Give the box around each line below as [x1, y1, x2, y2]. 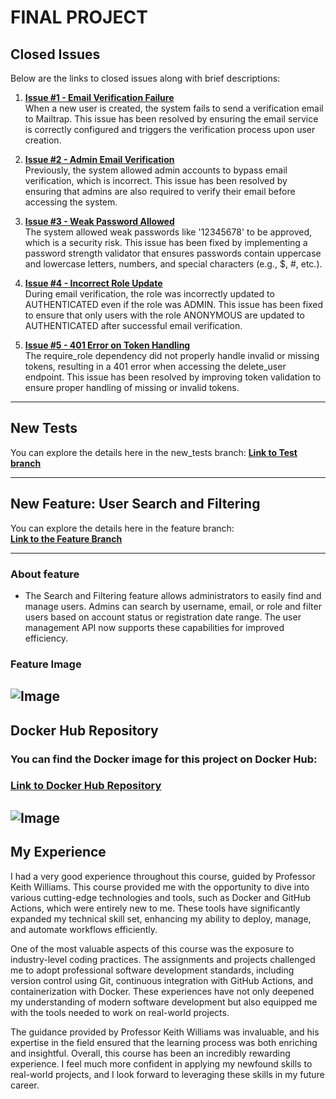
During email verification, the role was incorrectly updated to [24, 288, 275, 300]
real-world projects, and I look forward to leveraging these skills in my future [10, 1068, 325, 1080]
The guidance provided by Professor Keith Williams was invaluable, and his [10, 1026, 320, 1038]
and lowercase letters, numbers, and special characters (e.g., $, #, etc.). [24, 258, 323, 270]
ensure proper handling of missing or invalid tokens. [24, 382, 240, 393]
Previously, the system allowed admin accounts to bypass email [24, 164, 288, 176]
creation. [24, 134, 62, 146]
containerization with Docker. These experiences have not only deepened [10, 985, 315, 997]
